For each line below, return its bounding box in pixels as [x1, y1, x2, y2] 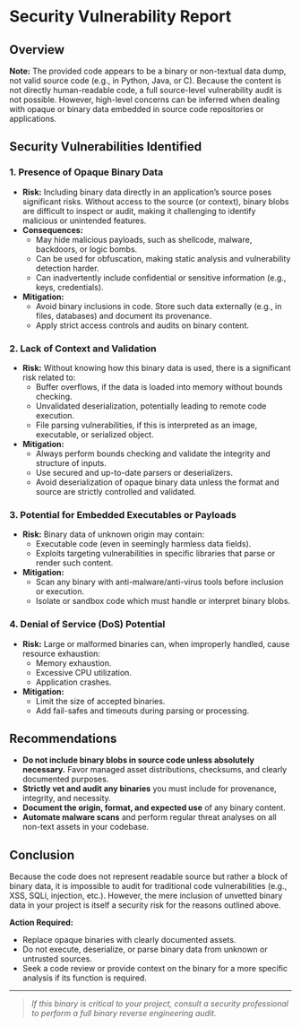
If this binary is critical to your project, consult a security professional [30, 998, 289, 1009]
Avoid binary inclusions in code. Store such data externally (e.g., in [35, 300, 282, 311]
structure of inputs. [35, 457, 107, 468]
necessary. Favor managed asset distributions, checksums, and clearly [21, 764, 288, 775]
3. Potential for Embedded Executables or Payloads [9, 508, 237, 521]
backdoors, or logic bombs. [35, 244, 138, 255]
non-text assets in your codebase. [21, 822, 150, 833]
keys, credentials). [35, 281, 105, 292]
